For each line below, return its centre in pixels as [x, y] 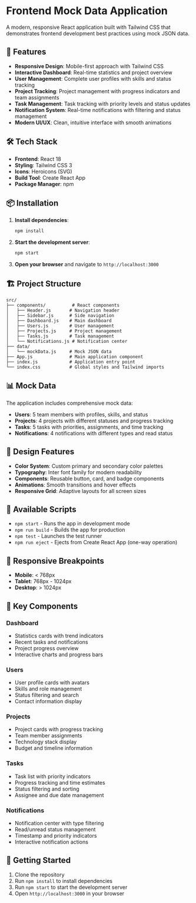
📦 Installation [32, 203]
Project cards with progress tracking [59, 729]
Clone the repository [39, 874]
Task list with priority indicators [53, 776]
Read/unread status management [55, 829]
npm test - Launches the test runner [58, 536]
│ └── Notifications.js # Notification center [67, 341]
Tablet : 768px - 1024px [43, 581]
